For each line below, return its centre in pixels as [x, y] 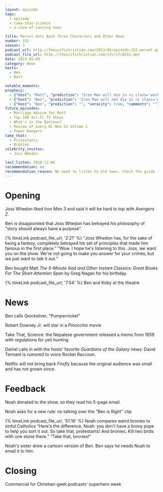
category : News [20, 64]
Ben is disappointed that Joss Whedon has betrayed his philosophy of [75, 224]
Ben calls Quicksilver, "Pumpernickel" [43, 316]
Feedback [25, 389]
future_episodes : [23, 108]
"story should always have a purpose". [44, 228]
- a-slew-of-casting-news [36, 28]
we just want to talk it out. [31, 259]
